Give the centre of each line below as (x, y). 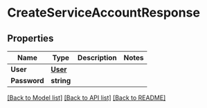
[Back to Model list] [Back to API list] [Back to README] (87, 98)
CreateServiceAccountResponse (104, 13)
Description (97, 58)
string (61, 81)
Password (27, 81)
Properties (30, 38)
